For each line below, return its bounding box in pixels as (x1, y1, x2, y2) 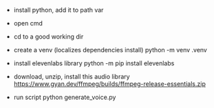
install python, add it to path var (13, 6, 104, 14)
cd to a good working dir (13, 32, 84, 41)
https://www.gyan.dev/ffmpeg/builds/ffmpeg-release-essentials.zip (13, 80, 206, 88)
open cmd (13, 19, 43, 27)
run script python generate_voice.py (13, 93, 116, 101)
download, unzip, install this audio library (13, 72, 130, 80)
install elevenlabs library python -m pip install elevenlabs (13, 59, 175, 67)
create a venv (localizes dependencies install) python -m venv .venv (13, 46, 208, 54)
